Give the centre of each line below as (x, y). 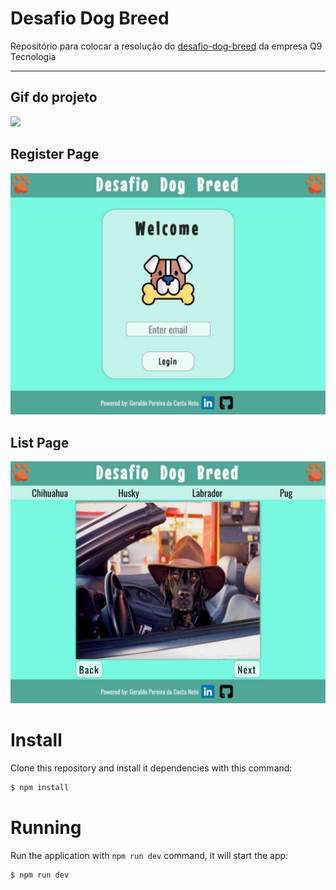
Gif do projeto (54, 97)
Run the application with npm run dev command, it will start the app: (149, 855)
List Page (40, 442)
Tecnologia (33, 56)
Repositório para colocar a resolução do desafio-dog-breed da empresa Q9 (166, 46)
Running (46, 828)
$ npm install (40, 788)
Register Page (55, 154)
